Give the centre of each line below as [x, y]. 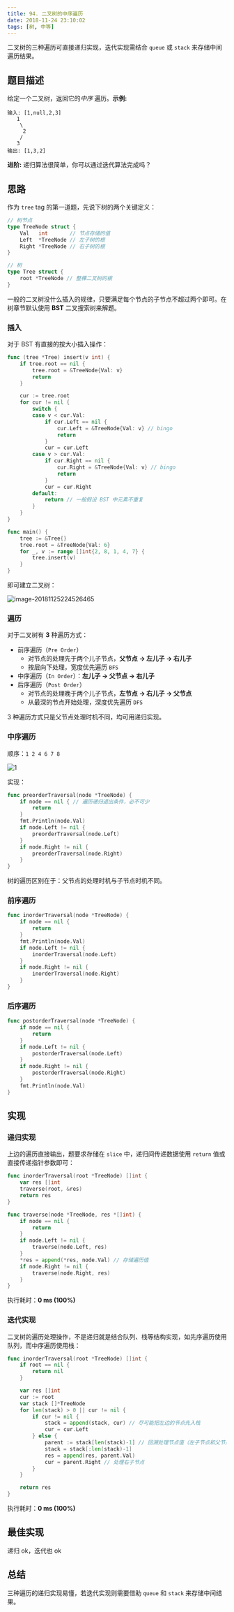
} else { [45, 1436]
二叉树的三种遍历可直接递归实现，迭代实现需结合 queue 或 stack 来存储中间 [115, 47]
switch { [45, 409]
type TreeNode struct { [42, 227]
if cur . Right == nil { [77, 461]
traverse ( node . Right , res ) [71, 1273]
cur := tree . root [45, 396]
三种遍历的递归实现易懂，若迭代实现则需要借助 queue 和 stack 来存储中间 [112, 1592]
